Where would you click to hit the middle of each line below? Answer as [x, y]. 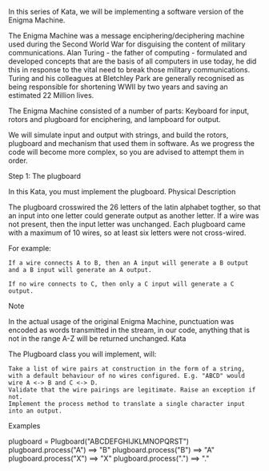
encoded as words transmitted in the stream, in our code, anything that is [129, 330]
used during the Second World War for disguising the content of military [127, 44]
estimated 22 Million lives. [51, 95]
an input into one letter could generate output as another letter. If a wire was [134, 215]
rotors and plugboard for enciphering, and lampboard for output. [115, 119]
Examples [24, 426]
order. [18, 160]
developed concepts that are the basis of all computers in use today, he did [132, 61]
